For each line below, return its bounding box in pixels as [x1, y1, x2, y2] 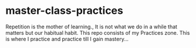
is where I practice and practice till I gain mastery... [5, 35, 129, 42]
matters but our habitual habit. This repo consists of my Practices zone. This [5, 29, 190, 36]
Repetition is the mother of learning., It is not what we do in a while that [5, 23, 177, 30]
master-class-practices [5, 4, 124, 17]
